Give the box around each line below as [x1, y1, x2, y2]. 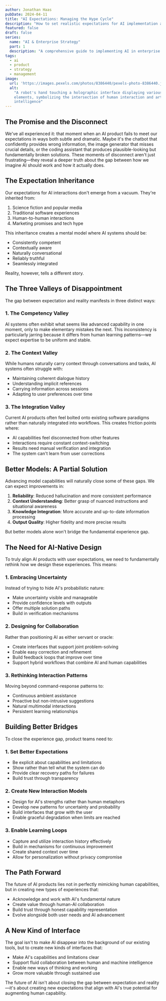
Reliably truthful [12, 255, 45, 261]
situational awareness [12, 503, 57, 510]
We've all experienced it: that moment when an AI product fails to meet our [5, 131, 158, 137]
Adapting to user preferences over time [12, 391, 93, 397]
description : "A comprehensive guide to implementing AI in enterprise [9, 48, 161, 53]
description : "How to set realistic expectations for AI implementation [5, 21, 158, 26]
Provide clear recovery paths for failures [12, 770, 95, 776]
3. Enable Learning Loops [5, 827, 68, 834]
